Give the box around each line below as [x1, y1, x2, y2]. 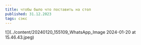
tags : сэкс [5, 16, 28, 21]
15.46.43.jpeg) [5, 34, 34, 40]
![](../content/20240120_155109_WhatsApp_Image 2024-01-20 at [5, 30, 136, 35]
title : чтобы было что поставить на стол [5, 7, 91, 12]
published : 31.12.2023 [5, 12, 52, 16]
